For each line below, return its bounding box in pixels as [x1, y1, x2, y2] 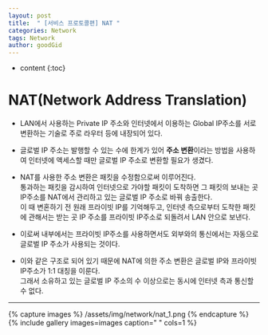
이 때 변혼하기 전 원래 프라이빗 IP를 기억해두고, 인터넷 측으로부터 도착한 [19, 203, 242, 212]
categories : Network [8, 26, 77, 34]
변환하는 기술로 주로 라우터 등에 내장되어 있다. [19, 128, 164, 138]
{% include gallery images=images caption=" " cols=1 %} [8, 318, 198, 328]
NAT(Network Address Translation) [8, 91, 247, 109]
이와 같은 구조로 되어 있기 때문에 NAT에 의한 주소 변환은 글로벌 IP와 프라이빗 [19, 256, 258, 266]
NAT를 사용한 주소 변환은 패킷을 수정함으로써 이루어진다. [19, 172, 196, 182]
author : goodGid [8, 41, 62, 49]
